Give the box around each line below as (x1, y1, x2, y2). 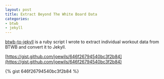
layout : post (5, 7, 32, 12)
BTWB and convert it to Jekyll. (5, 44, 66, 50)
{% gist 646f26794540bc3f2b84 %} (5, 68, 79, 74)
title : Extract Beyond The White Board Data (5, 12, 97, 17)
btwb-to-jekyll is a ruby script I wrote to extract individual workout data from (5, 39, 159, 45)
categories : (5, 16, 29, 21)
